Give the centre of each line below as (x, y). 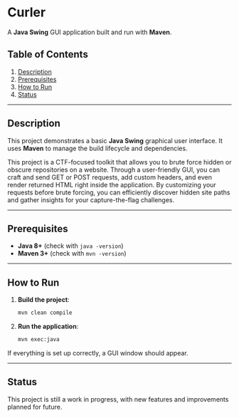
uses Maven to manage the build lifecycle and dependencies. (97, 148)
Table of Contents (48, 54)
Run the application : (48, 326)
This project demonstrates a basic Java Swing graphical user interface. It (115, 140)
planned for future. (35, 407)
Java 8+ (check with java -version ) (70, 246)
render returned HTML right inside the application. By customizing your (112, 184)
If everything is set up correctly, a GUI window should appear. (98, 352)
